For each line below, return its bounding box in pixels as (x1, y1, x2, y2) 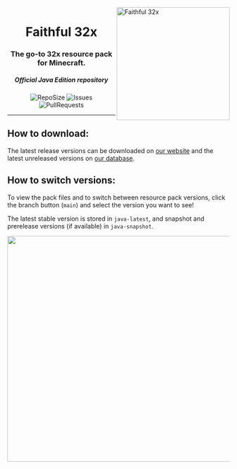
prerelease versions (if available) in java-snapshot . (7, 221, 154, 230)
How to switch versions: (7, 174, 116, 186)
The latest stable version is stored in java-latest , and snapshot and (7, 214, 205, 223)
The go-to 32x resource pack (10, 49, 113, 59)
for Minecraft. (37, 58, 86, 68)
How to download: (7, 128, 90, 140)
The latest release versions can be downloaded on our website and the (7, 146, 214, 154)
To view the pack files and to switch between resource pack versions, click (7, 193, 226, 202)
